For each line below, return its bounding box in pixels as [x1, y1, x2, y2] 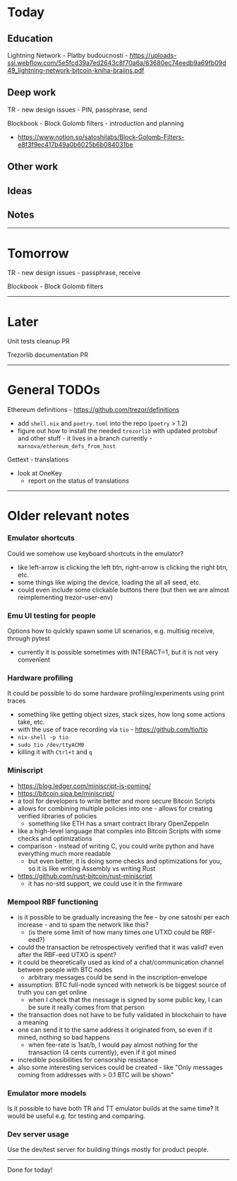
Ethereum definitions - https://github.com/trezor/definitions [7, 406, 180, 414]
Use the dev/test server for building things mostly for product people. [7, 1146, 209, 1154]
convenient [17, 655, 51, 664]
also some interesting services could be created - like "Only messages [17, 1063, 224, 1071]
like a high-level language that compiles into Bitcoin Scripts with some [17, 826, 221, 835]
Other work [7, 160, 59, 173]
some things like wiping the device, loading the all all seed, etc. [17, 577, 201, 587]
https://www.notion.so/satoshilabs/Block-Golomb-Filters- [17, 132, 185, 141]
